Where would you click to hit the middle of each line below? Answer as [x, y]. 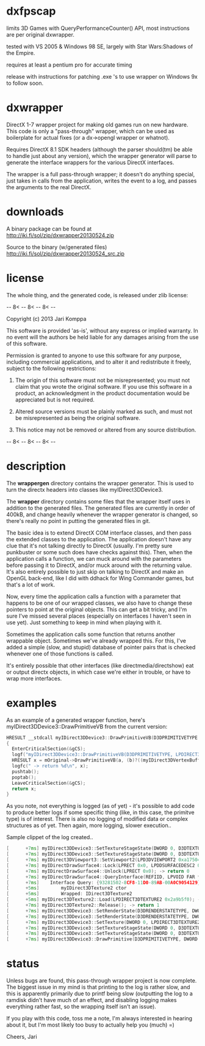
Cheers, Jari [22, 1037]
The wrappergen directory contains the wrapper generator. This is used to [100, 483]
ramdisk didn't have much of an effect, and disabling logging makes [92, 1000]
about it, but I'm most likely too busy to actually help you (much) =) [91, 1025]
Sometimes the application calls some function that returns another [91, 634]
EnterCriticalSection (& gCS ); [49, 749]
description [36, 466]
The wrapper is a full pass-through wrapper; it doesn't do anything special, [101, 174]
